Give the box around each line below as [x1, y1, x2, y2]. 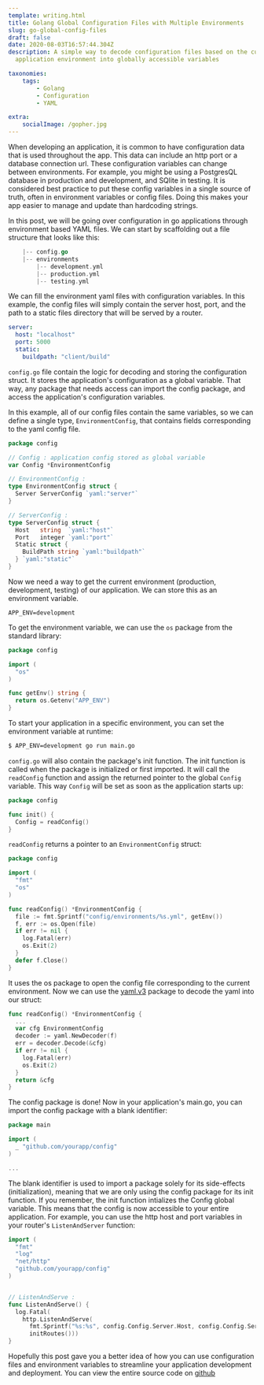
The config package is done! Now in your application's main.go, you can [8, 1097, 243, 1107]
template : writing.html [8, 11, 86, 20]
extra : [8, 113, 30, 121]
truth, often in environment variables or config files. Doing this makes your [8, 192, 249, 202]
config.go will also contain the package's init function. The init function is [8, 756, 246, 765]
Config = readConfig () [15, 818, 90, 826]
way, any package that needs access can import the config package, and [8, 384, 246, 393]
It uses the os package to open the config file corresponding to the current [8, 978, 251, 987]
